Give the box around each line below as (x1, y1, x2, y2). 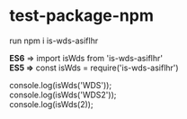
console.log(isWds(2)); (9, 98, 93, 109)
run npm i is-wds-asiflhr (9, 35, 99, 46)
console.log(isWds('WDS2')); (9, 89, 117, 100)
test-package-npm (9, 5, 155, 26)
